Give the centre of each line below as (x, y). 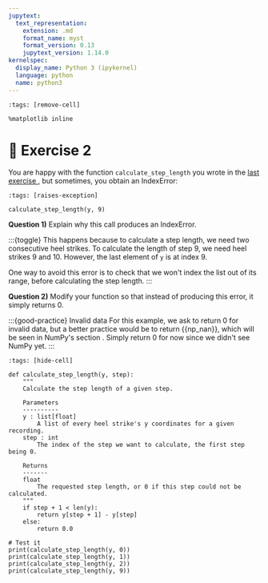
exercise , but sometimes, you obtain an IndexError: (93, 181)
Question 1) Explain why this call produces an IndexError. (102, 224)
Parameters (41, 403)
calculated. (28, 494)
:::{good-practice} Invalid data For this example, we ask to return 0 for (124, 320)
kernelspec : (28, 61)
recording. (26, 431)
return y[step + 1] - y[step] (87, 515)
